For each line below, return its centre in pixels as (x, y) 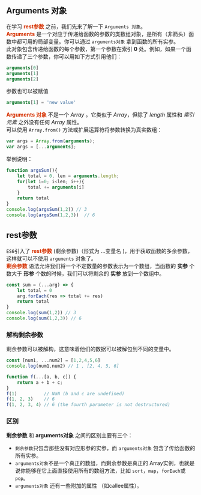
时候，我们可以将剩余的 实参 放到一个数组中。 (108, 273)
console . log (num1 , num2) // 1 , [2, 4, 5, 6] (63, 366)
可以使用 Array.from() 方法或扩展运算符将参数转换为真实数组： (84, 130)
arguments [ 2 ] (22, 79)
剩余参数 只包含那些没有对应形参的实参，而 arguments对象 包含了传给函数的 (105, 448)
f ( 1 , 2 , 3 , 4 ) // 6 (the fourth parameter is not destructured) (88, 405)
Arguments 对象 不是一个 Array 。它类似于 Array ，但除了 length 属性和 (94, 115)
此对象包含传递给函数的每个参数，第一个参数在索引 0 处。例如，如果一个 (96, 49)
